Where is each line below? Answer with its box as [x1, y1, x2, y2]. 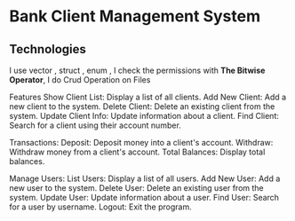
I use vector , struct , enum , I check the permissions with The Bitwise [9, 65, 266, 75]
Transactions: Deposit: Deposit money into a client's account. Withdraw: [9, 138, 274, 147]
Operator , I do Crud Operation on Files [9, 75, 151, 85]
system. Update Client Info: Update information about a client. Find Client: [9, 111, 280, 121]
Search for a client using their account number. [9, 120, 182, 130]
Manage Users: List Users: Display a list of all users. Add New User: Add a [9, 173, 281, 184]
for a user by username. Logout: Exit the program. [9, 201, 193, 212]
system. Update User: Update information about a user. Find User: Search [9, 193, 280, 202]
